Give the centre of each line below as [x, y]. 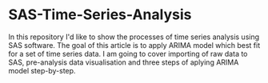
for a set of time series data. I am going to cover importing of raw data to [128, 53]
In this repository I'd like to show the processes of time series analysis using [134, 37]
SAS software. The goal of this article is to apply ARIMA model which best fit [134, 45]
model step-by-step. [42, 70]
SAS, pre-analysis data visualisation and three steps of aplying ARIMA [124, 62]
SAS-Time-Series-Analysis [100, 15]
